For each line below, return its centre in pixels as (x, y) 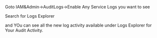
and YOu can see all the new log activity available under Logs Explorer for (78, 25)
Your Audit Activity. (24, 30)
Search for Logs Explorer (30, 16)
